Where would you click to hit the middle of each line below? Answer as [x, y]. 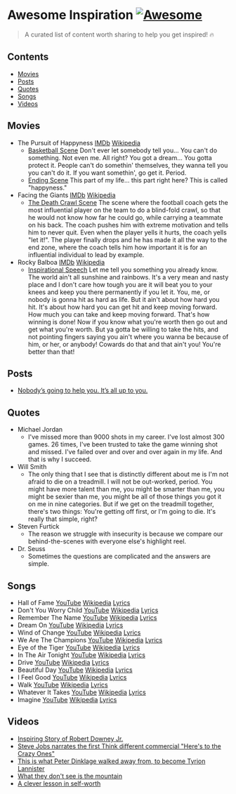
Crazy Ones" [36, 753]
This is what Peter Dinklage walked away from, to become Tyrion [111, 761]
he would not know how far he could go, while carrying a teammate [125, 217]
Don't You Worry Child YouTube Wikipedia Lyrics [88, 610]
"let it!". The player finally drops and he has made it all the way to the [127, 239]
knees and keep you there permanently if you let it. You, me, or [119, 292]
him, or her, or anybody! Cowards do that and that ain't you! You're [124, 344]
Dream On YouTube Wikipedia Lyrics [70, 625]
